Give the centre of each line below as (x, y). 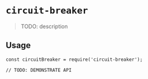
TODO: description (44, 26)
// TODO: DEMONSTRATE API (39, 70)
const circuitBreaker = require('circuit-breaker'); (74, 60)
